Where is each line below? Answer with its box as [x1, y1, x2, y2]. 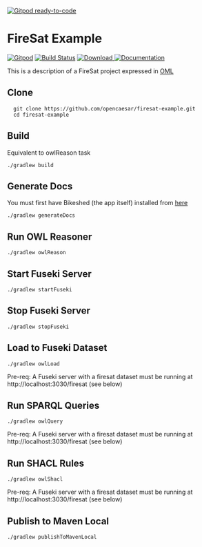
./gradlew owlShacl [7, 476, 63, 483]
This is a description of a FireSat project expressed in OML [7, 66, 174, 75]
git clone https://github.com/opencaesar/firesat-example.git [13, 105, 196, 112]
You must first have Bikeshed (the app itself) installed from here [7, 199, 188, 207]
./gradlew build [7, 162, 54, 169]
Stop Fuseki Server [7, 305, 91, 317]
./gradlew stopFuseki [7, 323, 70, 330]
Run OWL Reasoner [7, 231, 92, 242]
